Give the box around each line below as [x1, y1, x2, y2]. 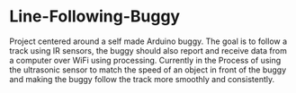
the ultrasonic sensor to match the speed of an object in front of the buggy [9, 64, 287, 75]
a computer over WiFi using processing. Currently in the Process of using [9, 55, 282, 65]
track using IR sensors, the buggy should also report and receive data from [9, 45, 288, 55]
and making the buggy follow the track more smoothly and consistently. [9, 73, 275, 84]
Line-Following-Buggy [9, 6, 181, 27]
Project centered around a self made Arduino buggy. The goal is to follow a [9, 36, 288, 46]
